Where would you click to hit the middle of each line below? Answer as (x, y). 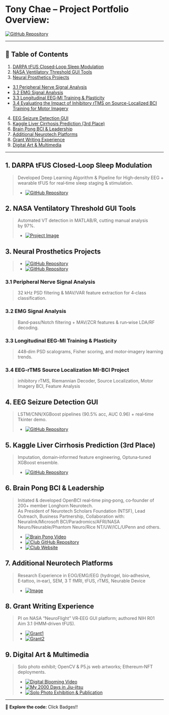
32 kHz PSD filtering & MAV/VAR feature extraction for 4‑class (82, 293)
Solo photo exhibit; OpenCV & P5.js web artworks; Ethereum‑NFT (85, 667)
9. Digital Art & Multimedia (47, 654)
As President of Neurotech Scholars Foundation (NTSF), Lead (81, 511)
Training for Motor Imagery (40, 108)
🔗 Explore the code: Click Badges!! (41, 707)
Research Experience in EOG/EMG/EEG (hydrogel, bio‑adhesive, (84, 575)
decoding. (28, 328)
